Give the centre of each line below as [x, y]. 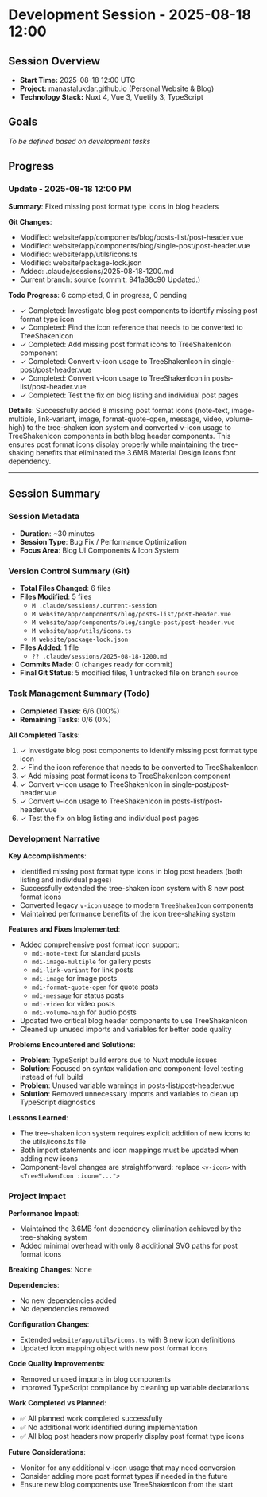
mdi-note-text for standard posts [86, 953]
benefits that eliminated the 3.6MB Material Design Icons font [136, 452]
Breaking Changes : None [50, 1270]
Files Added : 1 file [49, 647]
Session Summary [54, 493]
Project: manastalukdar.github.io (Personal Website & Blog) [117, 88]
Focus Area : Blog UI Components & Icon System [99, 550]
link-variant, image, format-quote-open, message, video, [131, 419]
